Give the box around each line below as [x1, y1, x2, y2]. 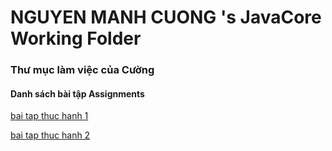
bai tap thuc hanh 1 [10, 110, 89, 122]
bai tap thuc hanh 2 [10, 129, 91, 141]
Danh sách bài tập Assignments [10, 87, 145, 100]
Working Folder [10, 27, 142, 50]
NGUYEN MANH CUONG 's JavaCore [10, 6, 322, 29]
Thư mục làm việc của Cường [10, 63, 155, 77]
